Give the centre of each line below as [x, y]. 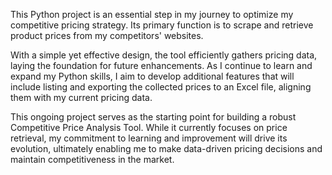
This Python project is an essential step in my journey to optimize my [152, 14]
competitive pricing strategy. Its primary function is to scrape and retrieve [162, 25]
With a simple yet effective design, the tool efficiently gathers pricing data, [164, 55]
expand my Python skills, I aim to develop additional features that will [152, 76]
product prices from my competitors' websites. [107, 35]
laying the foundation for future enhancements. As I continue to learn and [161, 65]
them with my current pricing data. [81, 97]
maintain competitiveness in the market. [92, 159]
